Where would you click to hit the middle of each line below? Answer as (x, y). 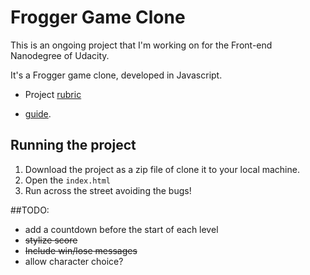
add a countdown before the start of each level (121, 229)
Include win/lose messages (81, 250)
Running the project (73, 145)
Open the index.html (67, 180)
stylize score (51, 240)
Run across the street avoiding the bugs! (108, 190)
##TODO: (30, 210)
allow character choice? (74, 261)
